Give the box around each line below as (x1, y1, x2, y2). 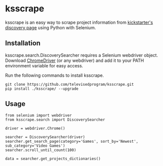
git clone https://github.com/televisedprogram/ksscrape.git (5, 82, 134, 87)
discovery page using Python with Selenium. (5, 24, 96, 30)
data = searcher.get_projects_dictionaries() (5, 156, 101, 161)
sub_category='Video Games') (5, 143, 65, 148)
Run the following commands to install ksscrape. (5, 72, 104, 78)
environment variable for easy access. (5, 62, 83, 68)
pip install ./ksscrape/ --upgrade (5, 86, 79, 91)
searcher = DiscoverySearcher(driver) (5, 134, 85, 139)
